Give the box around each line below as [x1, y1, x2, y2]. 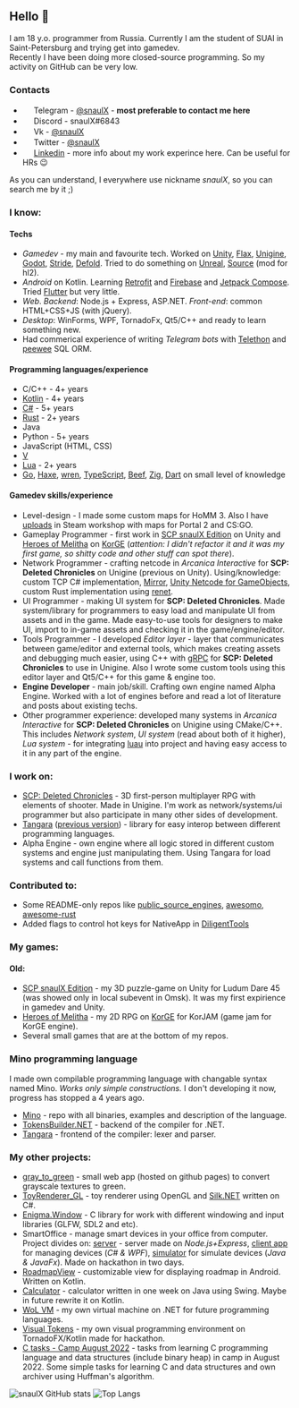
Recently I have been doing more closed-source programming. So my [9, 51, 265, 63]
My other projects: [9, 1151, 92, 1164]
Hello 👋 [9, 9, 50, 24]
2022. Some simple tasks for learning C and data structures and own [21, 1361, 276, 1372]
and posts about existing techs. [21, 700, 138, 711]
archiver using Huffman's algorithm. [21, 1370, 154, 1381]
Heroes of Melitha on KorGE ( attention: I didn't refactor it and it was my [21, 538, 285, 549]
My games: [9, 941, 60, 953]
